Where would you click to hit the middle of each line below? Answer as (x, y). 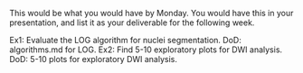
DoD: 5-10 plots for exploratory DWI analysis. (94, 59)
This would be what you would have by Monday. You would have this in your (151, 13)
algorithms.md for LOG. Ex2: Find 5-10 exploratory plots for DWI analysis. (146, 50)
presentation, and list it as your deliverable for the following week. (132, 23)
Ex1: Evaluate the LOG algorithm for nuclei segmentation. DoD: (125, 40)
